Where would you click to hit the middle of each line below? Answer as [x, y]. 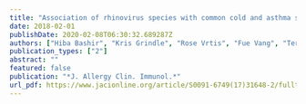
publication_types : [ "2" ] [58, 52]
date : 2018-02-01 [42, 26]
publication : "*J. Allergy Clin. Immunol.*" [95, 77]
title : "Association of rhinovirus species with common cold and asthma [150, 18]
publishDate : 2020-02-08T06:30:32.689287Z [91, 34]
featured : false [40, 69]
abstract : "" [34, 60]
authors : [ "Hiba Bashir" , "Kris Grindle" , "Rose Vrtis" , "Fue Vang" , [144, 43]
